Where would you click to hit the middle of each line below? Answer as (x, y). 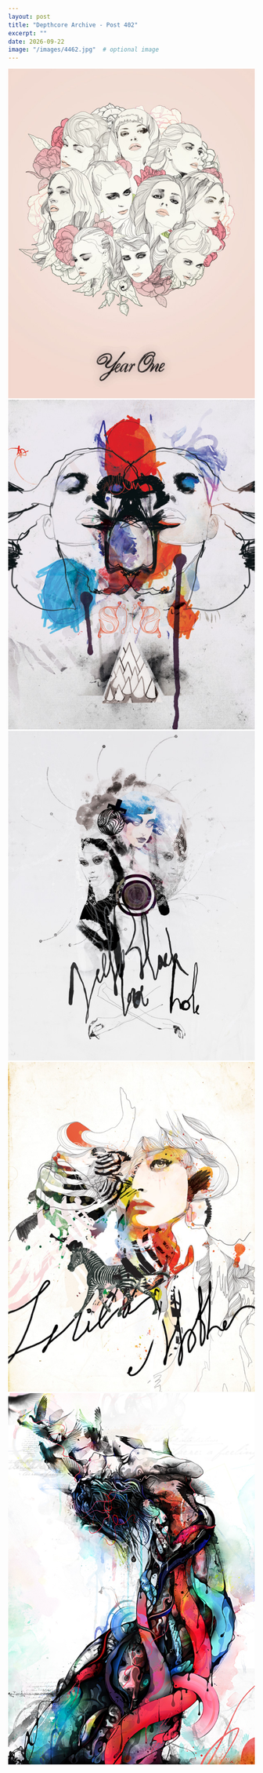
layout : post (29, 16)
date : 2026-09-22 (36, 42)
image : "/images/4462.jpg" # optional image (83, 50)
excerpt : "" (27, 33)
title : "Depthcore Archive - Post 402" (73, 25)
